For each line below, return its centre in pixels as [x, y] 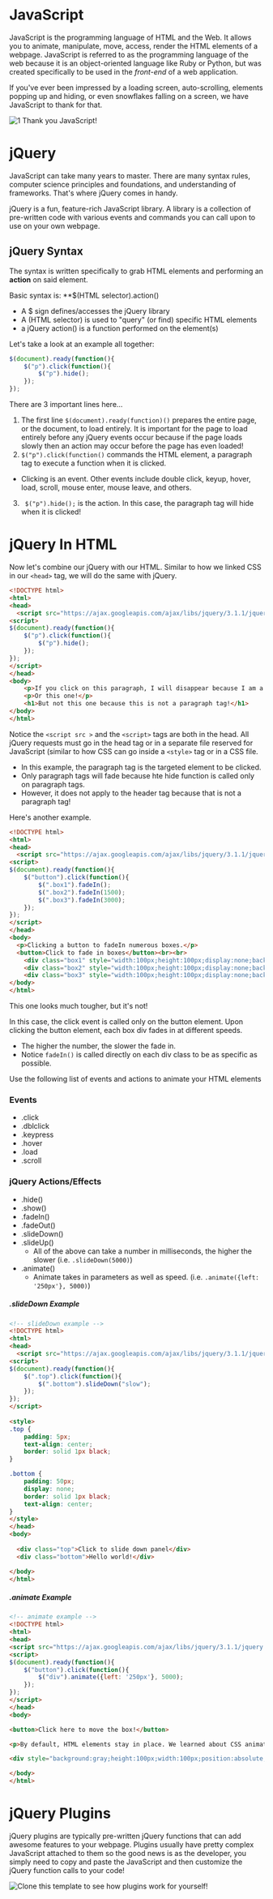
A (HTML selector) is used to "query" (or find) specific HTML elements [139, 319]
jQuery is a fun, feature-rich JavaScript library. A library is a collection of [130, 208]
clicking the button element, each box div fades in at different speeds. [126, 1030]
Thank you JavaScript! [60, 120]
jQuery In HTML [63, 544]
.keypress [37, 1135]
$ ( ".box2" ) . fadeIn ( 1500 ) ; [82, 892]
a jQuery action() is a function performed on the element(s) [119, 328]
